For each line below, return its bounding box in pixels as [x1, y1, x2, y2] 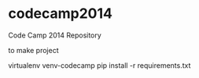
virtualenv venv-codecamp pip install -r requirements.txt [8, 60, 191, 70]
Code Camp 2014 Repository [8, 30, 102, 40]
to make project [8, 45, 59, 55]
